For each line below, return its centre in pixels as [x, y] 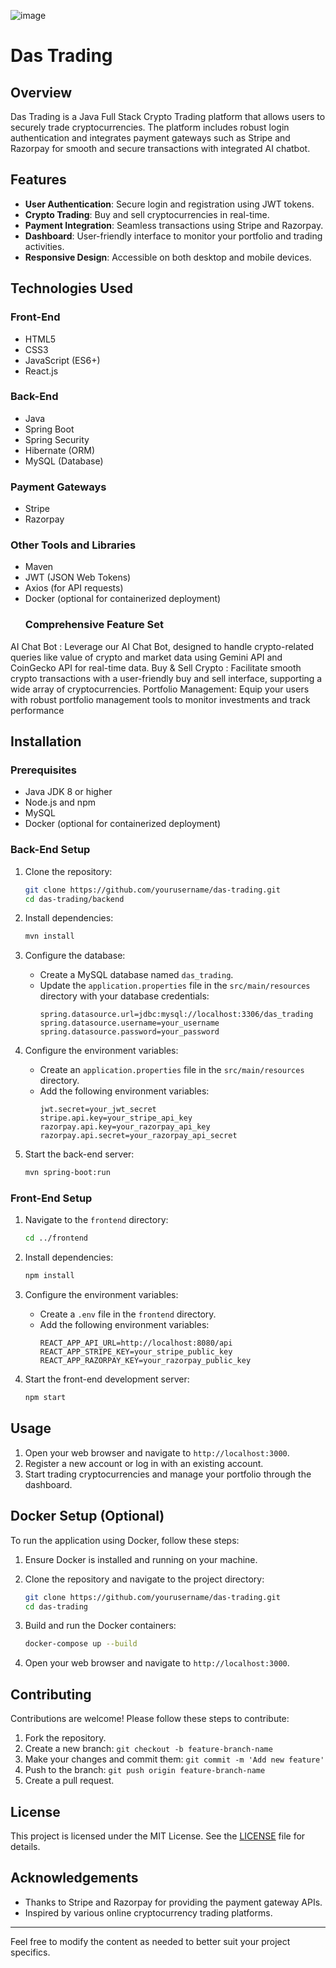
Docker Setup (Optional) [87, 1516]
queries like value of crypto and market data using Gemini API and [146, 657]
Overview [41, 92]
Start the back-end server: [79, 1154]
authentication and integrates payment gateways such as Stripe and [150, 138]
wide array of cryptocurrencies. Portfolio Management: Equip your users [160, 689]
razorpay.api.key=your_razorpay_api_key [125, 1127]
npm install [49, 1276]
